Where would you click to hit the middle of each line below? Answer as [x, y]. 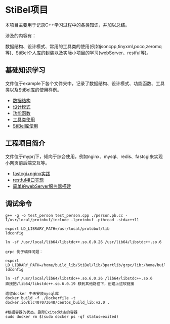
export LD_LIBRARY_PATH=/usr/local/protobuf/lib [57, 229]
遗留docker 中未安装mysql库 [32, 294]
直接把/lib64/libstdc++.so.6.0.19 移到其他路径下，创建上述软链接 [70, 284]
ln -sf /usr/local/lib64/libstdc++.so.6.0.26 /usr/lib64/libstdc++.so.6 [83, 242]
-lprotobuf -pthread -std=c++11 [105, 220]
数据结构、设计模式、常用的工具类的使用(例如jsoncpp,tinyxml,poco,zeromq [83, 46]
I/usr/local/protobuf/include [37, 220]
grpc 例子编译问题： [24, 252]
